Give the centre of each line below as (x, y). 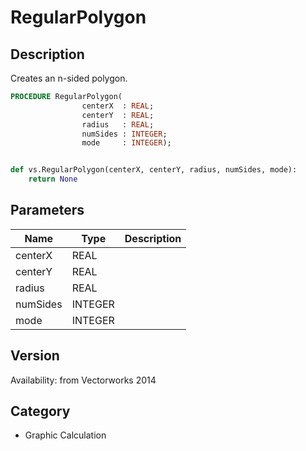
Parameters (47, 210)
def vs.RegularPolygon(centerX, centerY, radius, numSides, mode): (154, 170)
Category (40, 411)
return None (53, 179)
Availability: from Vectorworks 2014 (83, 380)
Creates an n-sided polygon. (69, 78)
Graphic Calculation (65, 435)
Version (35, 356)
